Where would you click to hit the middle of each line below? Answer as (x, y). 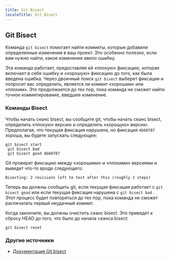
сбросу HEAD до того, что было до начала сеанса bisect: (67, 218)
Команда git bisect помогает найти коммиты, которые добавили (77, 47)
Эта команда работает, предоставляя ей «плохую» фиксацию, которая (82, 68)
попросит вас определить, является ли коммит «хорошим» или (74, 84)
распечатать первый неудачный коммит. (49, 203)
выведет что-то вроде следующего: (44, 168)
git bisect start (24, 144)
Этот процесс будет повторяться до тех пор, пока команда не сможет (82, 198)
